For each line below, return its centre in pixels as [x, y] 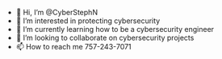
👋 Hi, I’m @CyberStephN [57, 12]
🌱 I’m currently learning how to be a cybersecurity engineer [115, 29]
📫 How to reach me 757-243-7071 [73, 47]
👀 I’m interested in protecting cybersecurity [88, 21]
